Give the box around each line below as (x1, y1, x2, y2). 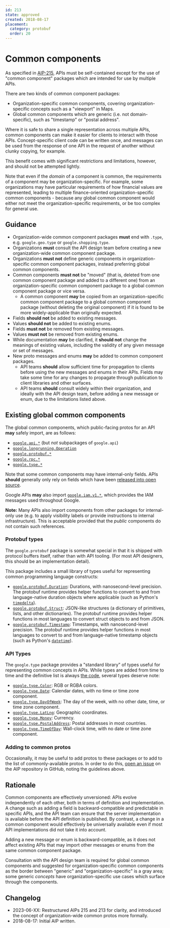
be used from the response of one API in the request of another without (5, 142, 155, 149)
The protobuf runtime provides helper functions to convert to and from (12, 589, 160, 595)
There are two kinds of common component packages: (5, 90, 120, 97)
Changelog (5, 893, 41, 902)
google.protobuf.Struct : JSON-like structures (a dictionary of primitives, (12, 605, 165, 611)
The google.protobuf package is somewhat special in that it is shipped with (5, 547, 163, 554)
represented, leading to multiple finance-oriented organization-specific (5, 189, 154, 195)
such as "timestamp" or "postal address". (33, 117, 120, 123)
